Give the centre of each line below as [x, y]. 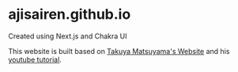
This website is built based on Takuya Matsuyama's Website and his [119, 51]
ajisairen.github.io [70, 14]
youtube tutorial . [35, 59]
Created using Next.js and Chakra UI [68, 36]
